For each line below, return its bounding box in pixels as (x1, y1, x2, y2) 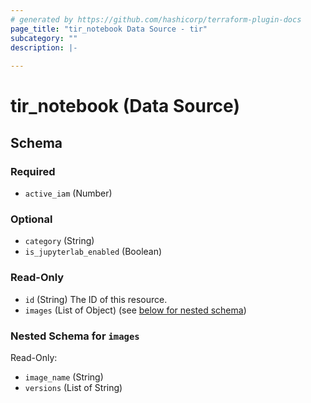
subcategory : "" (10, 33, 78, 43)
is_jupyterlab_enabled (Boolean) (24, 246, 163, 258)
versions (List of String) (24, 381, 123, 393)
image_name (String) (24, 371, 104, 383)
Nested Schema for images (10, 329, 140, 343)
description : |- (10, 42, 78, 53)
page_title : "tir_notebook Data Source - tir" (10, 24, 208, 34)
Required (10, 164, 56, 178)
